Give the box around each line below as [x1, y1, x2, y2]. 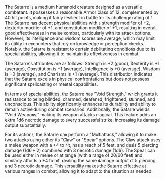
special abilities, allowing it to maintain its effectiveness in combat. [5, 51, 140, 57]
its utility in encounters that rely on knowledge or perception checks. [5, 41, 144, 46]
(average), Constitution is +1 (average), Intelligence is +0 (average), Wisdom [5, 66, 160, 72]
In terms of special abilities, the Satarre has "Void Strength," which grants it [5, 91, 158, 97]
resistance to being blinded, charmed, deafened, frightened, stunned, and [5, 96, 155, 102]
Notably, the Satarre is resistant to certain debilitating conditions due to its [5, 46, 156, 51]
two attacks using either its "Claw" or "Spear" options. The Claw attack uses [5, 137, 161, 143]
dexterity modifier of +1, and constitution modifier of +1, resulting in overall [5, 25, 157, 31]
